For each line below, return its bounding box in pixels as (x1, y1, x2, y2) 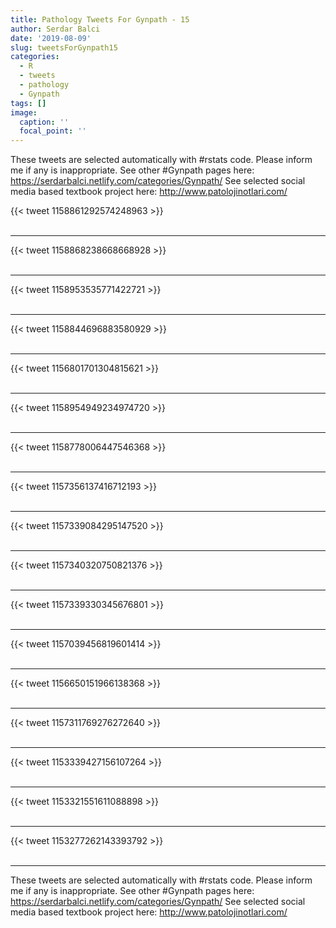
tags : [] (10, 98, 47, 108)
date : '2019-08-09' (10, 33, 92, 43)
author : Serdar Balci (10, 24, 101, 34)
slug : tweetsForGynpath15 (10, 42, 118, 53)
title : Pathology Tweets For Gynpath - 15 (10, 14, 190, 25)
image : (10, 107, 38, 118)
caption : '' (19, 117, 70, 127)
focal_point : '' (19, 126, 87, 136)
